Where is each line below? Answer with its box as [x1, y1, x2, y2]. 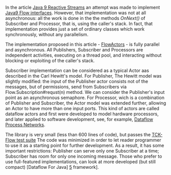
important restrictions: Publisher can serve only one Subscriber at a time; [5, 148, 159, 154]
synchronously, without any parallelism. [5, 32, 88, 37]
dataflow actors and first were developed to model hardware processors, [5, 111, 159, 117]
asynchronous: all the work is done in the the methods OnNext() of [5, 15, 145, 21]
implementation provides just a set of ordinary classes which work [5, 26, 145, 32]
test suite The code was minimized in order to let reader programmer [16, 137, 162, 143]
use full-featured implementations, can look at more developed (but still [5, 159, 156, 165]
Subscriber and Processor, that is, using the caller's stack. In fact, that [5, 20, 153, 27]
